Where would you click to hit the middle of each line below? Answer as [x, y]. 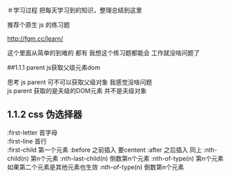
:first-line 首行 [27, 141]
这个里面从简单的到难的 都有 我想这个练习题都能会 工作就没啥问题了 [104, 53]
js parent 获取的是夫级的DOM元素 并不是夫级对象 [77, 91]
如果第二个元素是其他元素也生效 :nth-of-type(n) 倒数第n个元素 [96, 167]
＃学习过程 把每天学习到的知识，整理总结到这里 [75, 10]
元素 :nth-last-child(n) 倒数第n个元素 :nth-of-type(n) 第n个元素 [135, 158]
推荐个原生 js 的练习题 [39, 25]
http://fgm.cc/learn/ [35, 39]
